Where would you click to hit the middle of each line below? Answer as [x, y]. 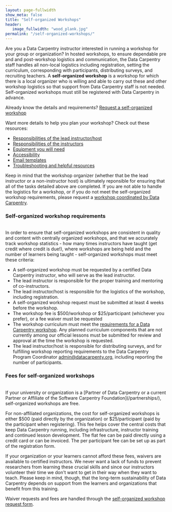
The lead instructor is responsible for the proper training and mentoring [88, 281]
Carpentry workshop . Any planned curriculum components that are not [88, 330]
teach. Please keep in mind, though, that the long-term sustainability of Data [86, 478]
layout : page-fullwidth [31, 10]
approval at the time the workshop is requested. [63, 341]
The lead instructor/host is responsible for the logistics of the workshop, [89, 292]
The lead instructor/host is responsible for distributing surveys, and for [87, 346]
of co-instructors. [31, 286]
